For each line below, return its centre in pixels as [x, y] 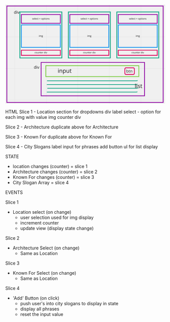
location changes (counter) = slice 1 [50, 166]
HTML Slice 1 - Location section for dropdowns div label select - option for [83, 112]
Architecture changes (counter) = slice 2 [55, 172]
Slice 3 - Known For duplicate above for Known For [59, 137]
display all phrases [40, 309]
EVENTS [14, 192]
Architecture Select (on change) [46, 248]
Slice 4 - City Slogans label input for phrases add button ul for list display [82, 146]
